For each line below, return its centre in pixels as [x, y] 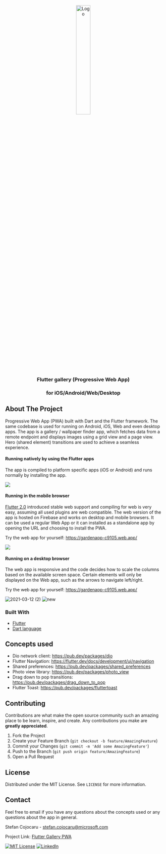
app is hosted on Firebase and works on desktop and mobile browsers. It [80, 518]
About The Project [34, 409]
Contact [18, 800]
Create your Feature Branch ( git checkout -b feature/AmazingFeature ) [85, 741]
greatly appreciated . [27, 726]
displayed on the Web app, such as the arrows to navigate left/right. [74, 580]
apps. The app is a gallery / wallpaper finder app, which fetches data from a [83, 431]
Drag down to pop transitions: [43, 677]
